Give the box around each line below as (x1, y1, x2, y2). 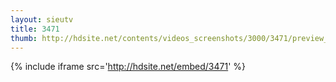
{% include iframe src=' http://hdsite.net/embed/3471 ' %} (10, 61, 247, 73)
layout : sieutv (10, 14, 74, 25)
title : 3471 (10, 24, 60, 34)
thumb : (10, 33, 38, 43)
